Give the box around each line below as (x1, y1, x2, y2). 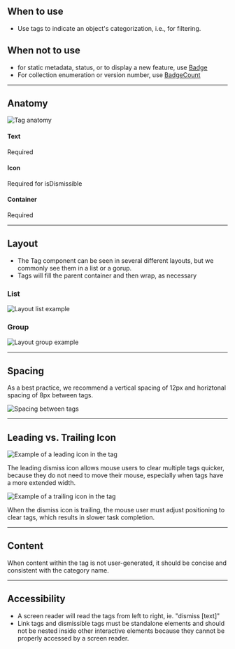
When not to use (7, 45, 80, 57)
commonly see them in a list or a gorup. (17, 264, 132, 272)
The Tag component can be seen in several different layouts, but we (17, 256, 214, 265)
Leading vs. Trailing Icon (7, 431, 117, 444)
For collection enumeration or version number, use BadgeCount (17, 70, 201, 79)
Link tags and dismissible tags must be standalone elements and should (17, 619, 225, 627)
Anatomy (7, 97, 48, 109)
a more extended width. (7, 479, 76, 487)
